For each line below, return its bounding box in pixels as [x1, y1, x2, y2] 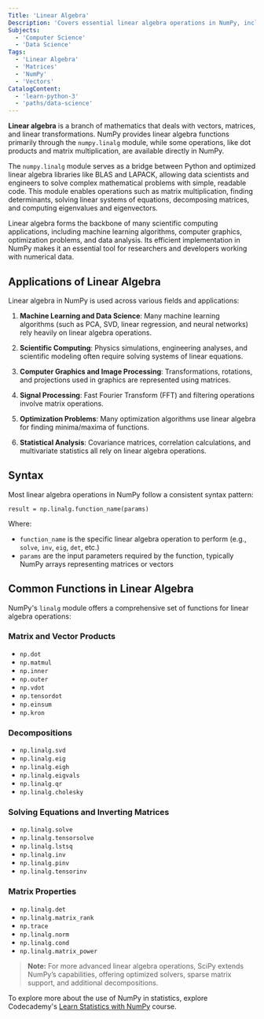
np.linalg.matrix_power [19, 947, 98, 955]
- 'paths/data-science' [15, 99, 93, 107]
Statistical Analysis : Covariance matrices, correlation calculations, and [19, 437, 251, 447]
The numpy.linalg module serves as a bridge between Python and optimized [8, 162, 256, 171]
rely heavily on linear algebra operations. [19, 328, 152, 337]
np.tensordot [19, 692, 63, 700]
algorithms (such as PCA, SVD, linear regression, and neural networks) [19, 319, 249, 329]
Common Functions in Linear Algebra [8, 582, 194, 596]
